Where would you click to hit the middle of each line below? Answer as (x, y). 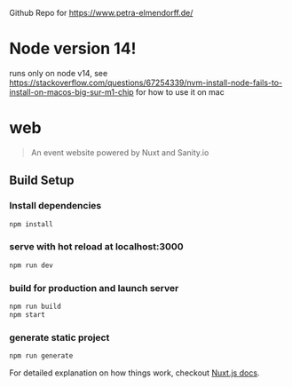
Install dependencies (55, 206)
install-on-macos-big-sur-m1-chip (72, 91)
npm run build (36, 306)
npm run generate (41, 355)
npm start (28, 314)
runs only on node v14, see (59, 73)
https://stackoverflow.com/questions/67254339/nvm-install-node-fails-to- (146, 83)
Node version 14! (73, 49)
